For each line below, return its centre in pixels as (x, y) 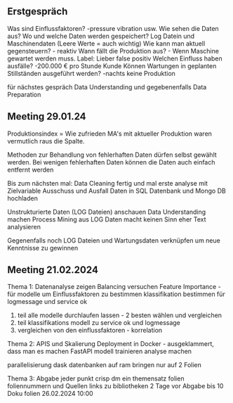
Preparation (24, 94)
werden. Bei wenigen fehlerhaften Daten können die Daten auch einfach (111, 162)
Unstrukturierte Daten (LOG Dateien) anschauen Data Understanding (107, 212)
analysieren (24, 226)
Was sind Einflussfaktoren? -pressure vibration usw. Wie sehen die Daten (113, 28)
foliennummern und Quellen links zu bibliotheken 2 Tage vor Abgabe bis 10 (115, 386)
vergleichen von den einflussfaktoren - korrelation (90, 331)
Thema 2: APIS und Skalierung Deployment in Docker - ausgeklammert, (111, 344)
